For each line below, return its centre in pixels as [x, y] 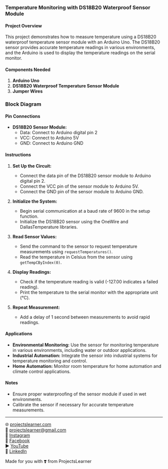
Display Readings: [32, 272]
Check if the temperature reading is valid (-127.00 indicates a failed [89, 281]
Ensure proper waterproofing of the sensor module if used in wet [79, 394]
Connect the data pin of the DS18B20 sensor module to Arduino [85, 175]
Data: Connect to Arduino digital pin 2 [58, 133]
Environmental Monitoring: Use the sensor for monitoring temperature [85, 345]
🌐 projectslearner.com [28, 424]
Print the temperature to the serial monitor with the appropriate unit [89, 292]
